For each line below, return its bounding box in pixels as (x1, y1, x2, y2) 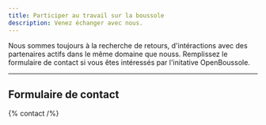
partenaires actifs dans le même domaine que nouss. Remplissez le (8, 49, 228, 59)
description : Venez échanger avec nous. (8, 19, 144, 27)
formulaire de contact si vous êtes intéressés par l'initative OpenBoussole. (8, 57, 251, 67)
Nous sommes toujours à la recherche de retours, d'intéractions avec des (8, 40, 248, 50)
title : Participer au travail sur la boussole (8, 11, 165, 20)
